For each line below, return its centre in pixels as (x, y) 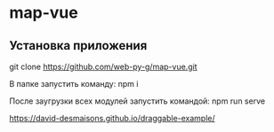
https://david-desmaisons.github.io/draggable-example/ (112, 118)
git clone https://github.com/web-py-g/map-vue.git (103, 66)
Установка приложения (78, 46)
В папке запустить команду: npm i (74, 84)
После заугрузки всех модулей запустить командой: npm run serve (137, 101)
